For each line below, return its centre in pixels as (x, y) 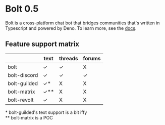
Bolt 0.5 (22, 9)
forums (92, 58)
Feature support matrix (42, 44)
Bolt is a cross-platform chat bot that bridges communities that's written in (82, 23)
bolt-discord (23, 75)
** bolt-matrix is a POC (29, 117)
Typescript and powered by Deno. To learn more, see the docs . (71, 28)
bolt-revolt (21, 100)
